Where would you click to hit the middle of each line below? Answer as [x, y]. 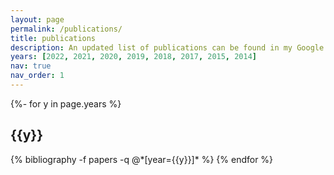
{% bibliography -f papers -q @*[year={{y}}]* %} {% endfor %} [142, 159]
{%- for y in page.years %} [66, 103]
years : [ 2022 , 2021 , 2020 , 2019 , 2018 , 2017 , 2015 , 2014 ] [134, 57]
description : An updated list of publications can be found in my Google [167, 47]
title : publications [53, 38]
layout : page [37, 19]
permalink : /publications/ [66, 29]
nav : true [31, 66]
